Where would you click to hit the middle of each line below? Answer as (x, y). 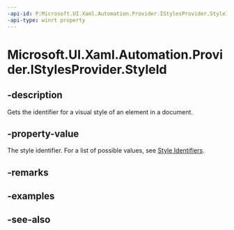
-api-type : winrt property (46, 20)
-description (35, 95)
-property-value (43, 133)
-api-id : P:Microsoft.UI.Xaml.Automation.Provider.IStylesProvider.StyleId (119, 14)
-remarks (28, 172)
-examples (31, 196)
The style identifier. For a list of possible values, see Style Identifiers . (106, 151)
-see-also (29, 220)
